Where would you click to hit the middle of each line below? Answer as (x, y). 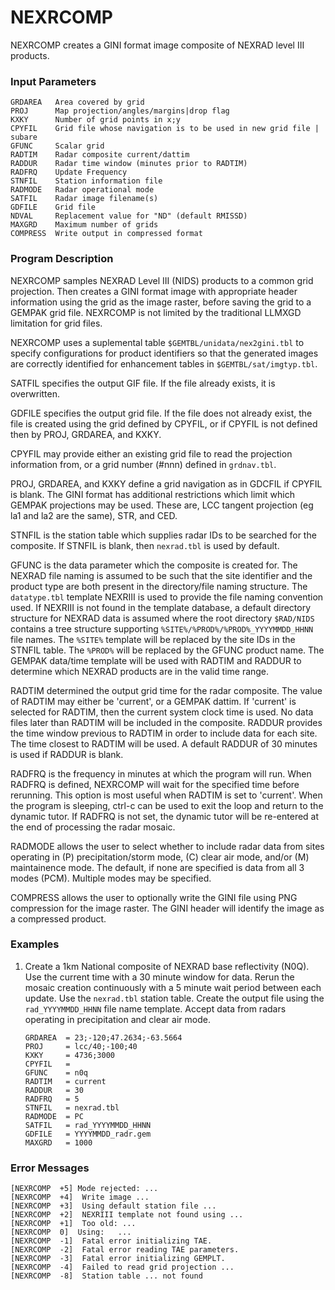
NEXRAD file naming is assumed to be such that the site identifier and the (161, 575)
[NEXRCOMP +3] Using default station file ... (113, 1206)
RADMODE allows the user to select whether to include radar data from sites (167, 846)
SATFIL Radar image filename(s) (84, 199)
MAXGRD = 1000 (58, 1142)
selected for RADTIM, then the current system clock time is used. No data (162, 712)
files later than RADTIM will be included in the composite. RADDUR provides (166, 722)
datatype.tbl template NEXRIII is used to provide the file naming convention (167, 597)
